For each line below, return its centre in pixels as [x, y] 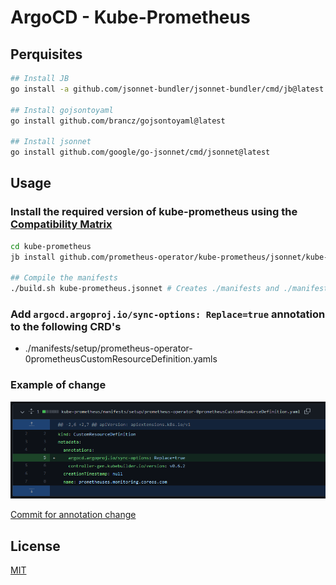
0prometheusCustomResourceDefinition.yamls [121, 359]
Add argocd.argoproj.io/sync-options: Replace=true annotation [168, 314]
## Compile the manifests [64, 278]
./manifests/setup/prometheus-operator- [108, 348]
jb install [33, 257]
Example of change [58, 385]
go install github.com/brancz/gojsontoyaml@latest [118, 121]
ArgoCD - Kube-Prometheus [130, 17]
